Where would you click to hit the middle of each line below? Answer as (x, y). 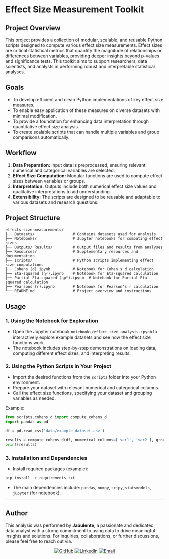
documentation (20, 256)
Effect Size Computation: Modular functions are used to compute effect (87, 176)
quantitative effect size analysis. (46, 126)
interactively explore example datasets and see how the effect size (81, 337)
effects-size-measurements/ (35, 230)
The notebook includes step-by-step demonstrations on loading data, (84, 348)
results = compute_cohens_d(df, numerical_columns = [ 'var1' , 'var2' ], (80, 440)
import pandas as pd (27, 422)
